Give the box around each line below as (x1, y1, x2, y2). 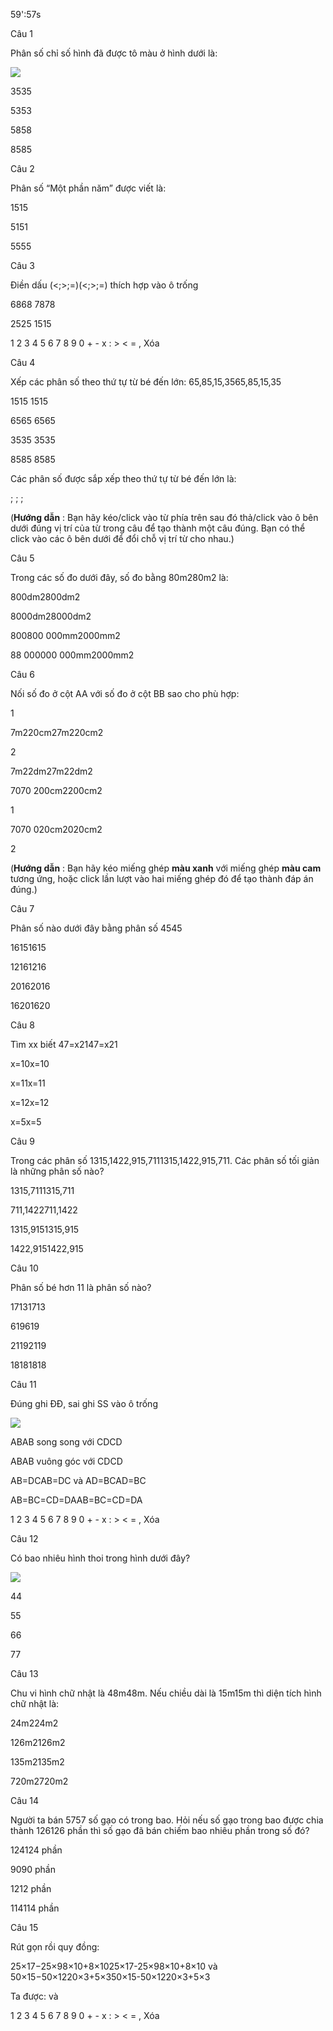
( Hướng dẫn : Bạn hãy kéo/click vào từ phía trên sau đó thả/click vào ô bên (10, 512, 319, 523)
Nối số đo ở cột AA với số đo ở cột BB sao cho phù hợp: (10, 688, 240, 699)
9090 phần (10, 1864, 56, 1875)
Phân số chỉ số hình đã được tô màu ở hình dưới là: (10, 47, 218, 59)
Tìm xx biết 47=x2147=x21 (10, 1039, 118, 1050)
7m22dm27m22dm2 (10, 765, 93, 777)
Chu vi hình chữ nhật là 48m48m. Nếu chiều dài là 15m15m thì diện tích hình (10, 1687, 322, 1699)
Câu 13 (10, 1668, 39, 1679)
